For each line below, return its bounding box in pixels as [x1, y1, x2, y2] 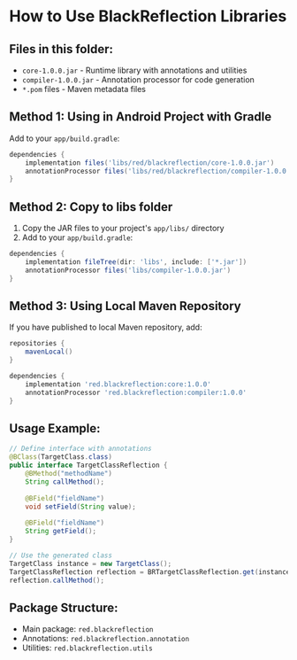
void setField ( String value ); [25, 502, 137, 511]
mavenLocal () [25, 347, 73, 356]
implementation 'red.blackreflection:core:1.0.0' [25, 379, 212, 389]
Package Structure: [9, 600, 118, 615]
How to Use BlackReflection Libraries [9, 6, 287, 27]
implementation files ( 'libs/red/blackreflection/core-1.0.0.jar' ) [25, 158, 275, 167]
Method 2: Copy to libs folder [9, 199, 173, 214]
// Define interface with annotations [9, 445, 152, 454]
